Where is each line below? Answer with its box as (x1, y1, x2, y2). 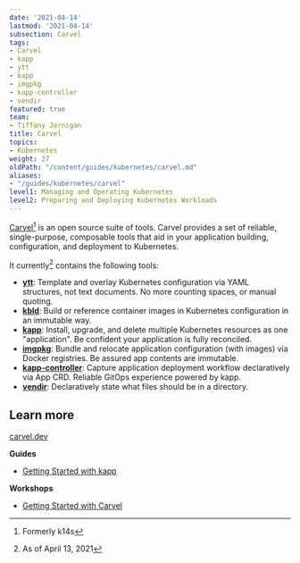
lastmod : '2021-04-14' (9, 21, 94, 30)
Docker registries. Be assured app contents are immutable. (21, 353, 239, 364)
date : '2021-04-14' (9, 13, 82, 22)
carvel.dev (9, 431, 48, 441)
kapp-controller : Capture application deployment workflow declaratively (21, 363, 290, 374)
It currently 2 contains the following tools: (9, 258, 159, 271)
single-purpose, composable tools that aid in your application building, (9, 231, 270, 242)
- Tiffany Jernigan (9, 122, 82, 130)
